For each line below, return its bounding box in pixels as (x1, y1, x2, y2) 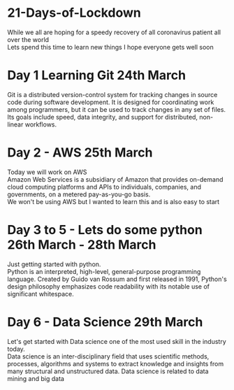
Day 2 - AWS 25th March (7, 145, 153, 161)
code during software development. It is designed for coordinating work (7, 98, 214, 106)
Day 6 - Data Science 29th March (7, 314, 203, 330)
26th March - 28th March (7, 237, 156, 252)
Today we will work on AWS (7, 168, 87, 176)
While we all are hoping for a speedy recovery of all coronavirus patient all (7, 28, 221, 36)
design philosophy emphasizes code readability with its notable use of (7, 282, 210, 291)
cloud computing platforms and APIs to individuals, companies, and (7, 182, 201, 191)
